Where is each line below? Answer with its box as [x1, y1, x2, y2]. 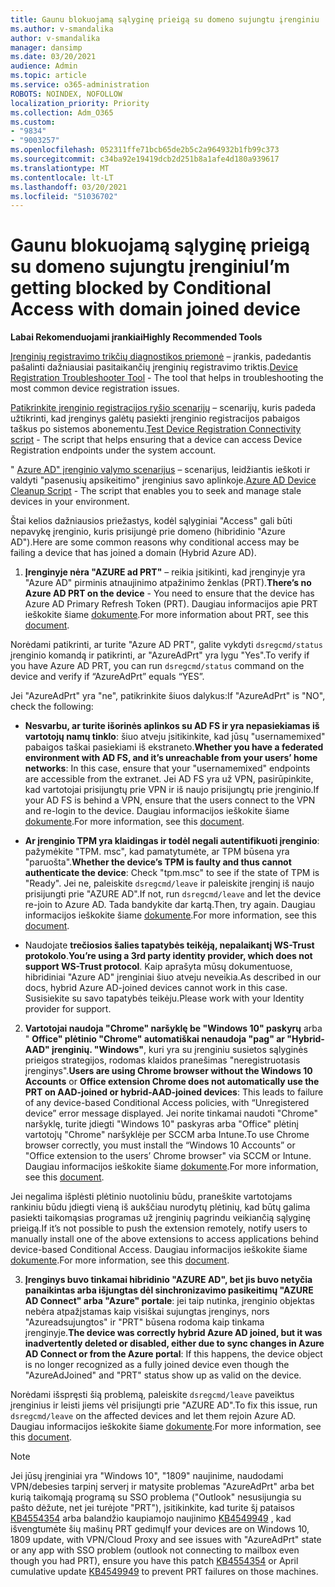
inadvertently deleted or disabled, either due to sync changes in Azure [24, 1337, 325, 1350]
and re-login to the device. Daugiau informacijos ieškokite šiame [24, 805, 290, 817]
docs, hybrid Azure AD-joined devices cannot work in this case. [24, 982, 288, 994]
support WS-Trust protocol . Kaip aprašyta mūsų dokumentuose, [24, 961, 293, 973]
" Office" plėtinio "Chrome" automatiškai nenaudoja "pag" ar [24, 1033, 286, 1045]
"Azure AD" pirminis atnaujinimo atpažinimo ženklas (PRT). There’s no [24, 577, 312, 589]
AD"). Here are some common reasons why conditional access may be [10, 536, 300, 548]
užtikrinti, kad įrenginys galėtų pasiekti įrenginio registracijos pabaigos [10, 412, 301, 425]
